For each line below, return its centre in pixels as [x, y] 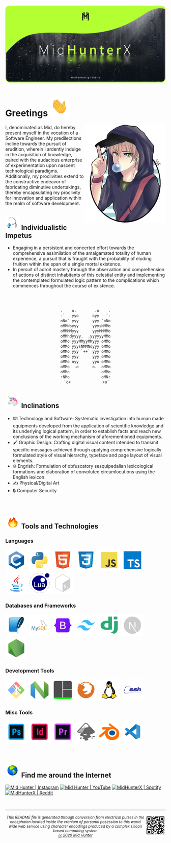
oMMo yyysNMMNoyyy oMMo [85, 346]
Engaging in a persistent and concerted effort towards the [73, 248]
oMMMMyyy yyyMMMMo [85, 331]
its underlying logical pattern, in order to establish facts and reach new [87, 431]
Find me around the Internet [66, 775]
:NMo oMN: [85, 377]
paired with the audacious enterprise [44, 160]
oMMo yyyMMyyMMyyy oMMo [85, 341]
